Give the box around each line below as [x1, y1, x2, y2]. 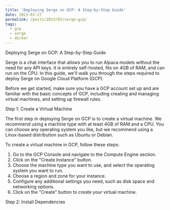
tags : [5, 21, 17, 27]
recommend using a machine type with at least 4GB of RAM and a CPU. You [5, 121, 164, 127]
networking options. [12, 183, 55, 190]
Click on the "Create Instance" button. [12, 156, 92, 162]
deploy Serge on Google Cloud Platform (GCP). [5, 75, 104, 81]
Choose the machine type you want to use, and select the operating [12, 162, 155, 168]
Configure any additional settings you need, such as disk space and [12, 178, 155, 184]
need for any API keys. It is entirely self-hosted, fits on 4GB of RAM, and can [5, 64, 165, 71]
